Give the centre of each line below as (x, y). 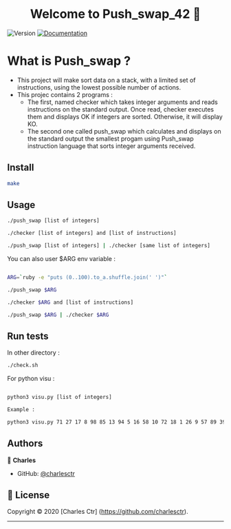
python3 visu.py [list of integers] (59, 397)
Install (21, 168)
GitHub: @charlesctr (46, 473)
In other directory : (33, 353)
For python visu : (31, 379)
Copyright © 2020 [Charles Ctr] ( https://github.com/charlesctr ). (98, 512)
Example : (21, 410)
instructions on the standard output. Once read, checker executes (121, 109)
